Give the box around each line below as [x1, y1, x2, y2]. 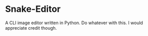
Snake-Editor [5, 3, 61, 15]
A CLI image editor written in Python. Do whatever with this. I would [5, 20, 143, 26]
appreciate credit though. [5, 25, 57, 31]
